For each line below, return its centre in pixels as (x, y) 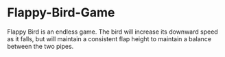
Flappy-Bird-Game (61, 13)
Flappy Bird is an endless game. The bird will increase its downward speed (113, 32)
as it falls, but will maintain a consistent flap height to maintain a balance (109, 38)
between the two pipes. (40, 46)
